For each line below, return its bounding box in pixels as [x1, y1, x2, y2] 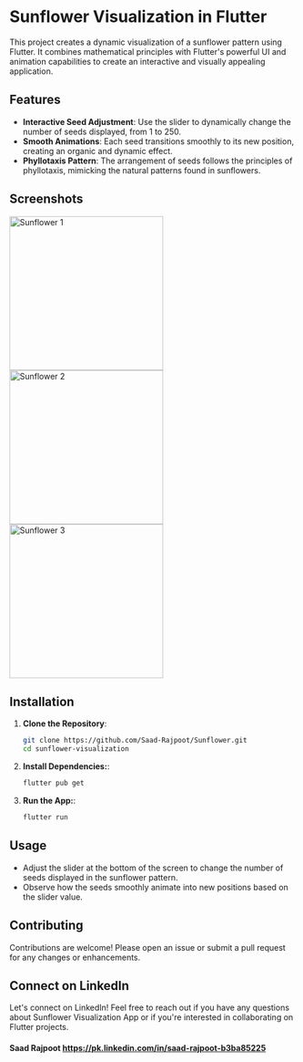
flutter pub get [22, 778, 85, 788]
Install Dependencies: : [22, 761, 110, 772]
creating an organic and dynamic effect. [22, 145, 173, 156]
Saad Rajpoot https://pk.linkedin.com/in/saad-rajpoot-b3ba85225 [9, 1042, 267, 1053]
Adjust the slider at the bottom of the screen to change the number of [22, 862, 284, 873]
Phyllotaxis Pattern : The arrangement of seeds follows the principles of [22, 155, 293, 166]
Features [9, 92, 61, 108]
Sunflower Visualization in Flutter [9, 6, 268, 27]
